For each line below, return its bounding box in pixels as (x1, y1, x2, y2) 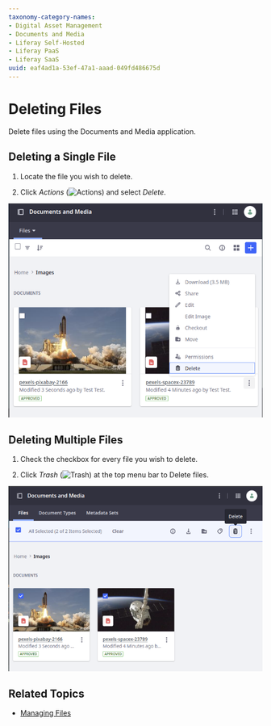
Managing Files (19, 708, 71, 718)
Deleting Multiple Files (8, 433, 123, 447)
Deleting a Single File (8, 150, 116, 164)
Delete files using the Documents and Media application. (8, 126, 196, 136)
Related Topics (8, 686, 85, 700)
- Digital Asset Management (8, 21, 103, 30)
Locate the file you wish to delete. (19, 171, 133, 181)
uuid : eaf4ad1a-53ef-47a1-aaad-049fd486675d (8, 65, 161, 73)
